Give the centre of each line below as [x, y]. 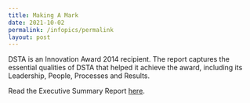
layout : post [29, 37]
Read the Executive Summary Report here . [76, 91]
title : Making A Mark [43, 15]
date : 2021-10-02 [36, 23]
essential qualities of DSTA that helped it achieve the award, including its [125, 68]
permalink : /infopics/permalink [61, 30]
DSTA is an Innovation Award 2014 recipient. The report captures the [119, 59]
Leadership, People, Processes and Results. [79, 76]
